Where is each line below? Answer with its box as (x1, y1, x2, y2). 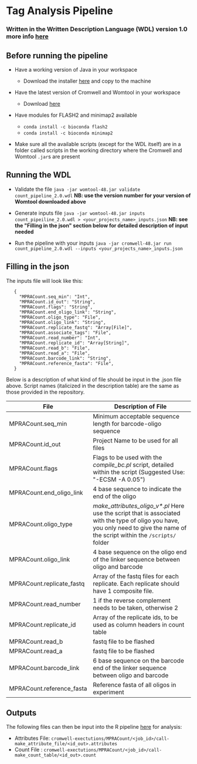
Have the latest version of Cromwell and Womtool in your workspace (14, 89, 181, 96)
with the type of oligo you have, (93, 516, 180, 525)
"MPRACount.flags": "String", (19, 304, 93, 310)
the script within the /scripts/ (93, 531, 176, 539)
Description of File (114, 402, 167, 410)
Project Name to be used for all (93, 436, 178, 444)
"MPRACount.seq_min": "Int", (19, 293, 91, 300)
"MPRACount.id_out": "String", (19, 299, 96, 305)
